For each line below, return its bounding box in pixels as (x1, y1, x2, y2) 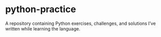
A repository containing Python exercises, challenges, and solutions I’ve (5, 20, 156, 26)
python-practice (5, 4, 76, 15)
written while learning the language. (5, 25, 80, 31)
